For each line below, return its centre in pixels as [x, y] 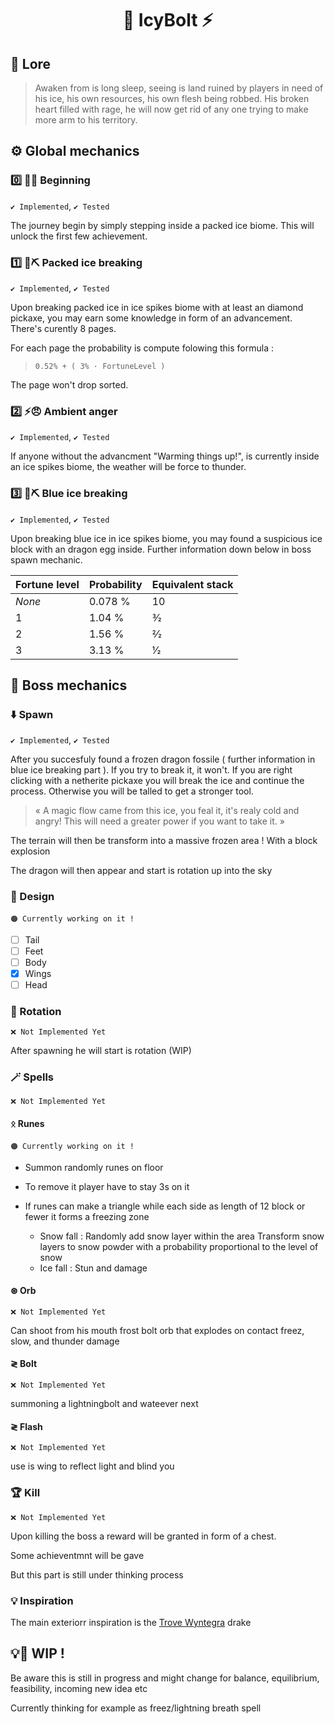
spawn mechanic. [46, 559]
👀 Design [32, 897]
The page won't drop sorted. [69, 384]
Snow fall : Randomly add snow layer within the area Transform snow [182, 1236]
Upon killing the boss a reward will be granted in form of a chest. [143, 1536]
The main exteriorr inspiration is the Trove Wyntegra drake [131, 1622]
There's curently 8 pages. [63, 328]
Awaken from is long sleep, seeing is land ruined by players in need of [179, 88]
